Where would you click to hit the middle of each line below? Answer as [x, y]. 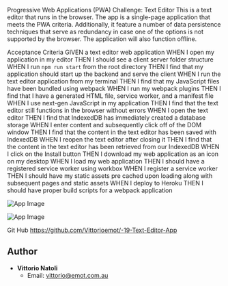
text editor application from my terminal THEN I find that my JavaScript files [113, 81]
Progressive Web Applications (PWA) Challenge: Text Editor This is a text [110, 10]
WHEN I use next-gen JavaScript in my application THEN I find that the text [113, 103]
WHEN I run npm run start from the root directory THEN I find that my [105, 67]
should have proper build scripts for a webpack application [90, 190]
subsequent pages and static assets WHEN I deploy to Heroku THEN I [105, 183]
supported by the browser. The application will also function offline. [102, 39]
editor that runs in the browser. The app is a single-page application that [109, 17]
